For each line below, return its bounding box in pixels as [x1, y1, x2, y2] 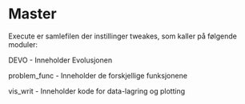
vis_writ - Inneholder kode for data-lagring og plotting [8, 86, 186, 96]
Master [8, 5, 58, 23]
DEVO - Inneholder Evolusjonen [8, 55, 113, 65]
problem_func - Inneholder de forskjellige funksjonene [8, 70, 188, 80]
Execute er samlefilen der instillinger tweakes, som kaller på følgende [8, 31, 238, 41]
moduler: [8, 39, 38, 49]
